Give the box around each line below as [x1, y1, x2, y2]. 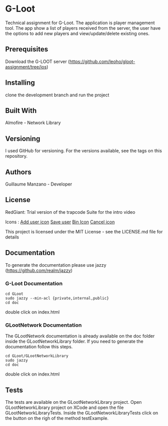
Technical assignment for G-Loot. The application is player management [5, 20, 155, 26]
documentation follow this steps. [5, 344, 73, 350]
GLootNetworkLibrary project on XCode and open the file [5, 404, 124, 411]
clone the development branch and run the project [5, 92, 110, 98]
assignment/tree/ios [5, 64, 47, 70]
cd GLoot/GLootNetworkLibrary [5, 353, 69, 358]
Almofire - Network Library [5, 119, 61, 126]
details [5, 234, 19, 240]
